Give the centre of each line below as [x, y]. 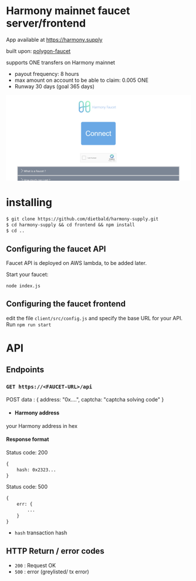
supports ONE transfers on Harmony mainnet [61, 62]
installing [29, 203]
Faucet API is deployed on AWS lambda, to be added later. [76, 263]
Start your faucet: [27, 274]
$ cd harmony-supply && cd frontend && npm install [70, 225]
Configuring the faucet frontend [66, 304]
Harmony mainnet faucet [68, 11]
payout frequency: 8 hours [47, 74]
